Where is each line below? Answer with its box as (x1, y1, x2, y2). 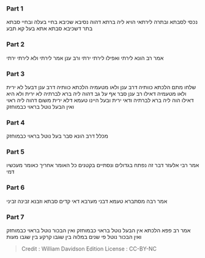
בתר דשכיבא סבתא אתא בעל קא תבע (6, 25, 93, 32)
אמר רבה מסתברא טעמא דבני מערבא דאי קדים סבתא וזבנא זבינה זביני (6, 197, 168, 205)
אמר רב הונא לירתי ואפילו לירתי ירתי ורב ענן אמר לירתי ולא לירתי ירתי (6, 54, 164, 61)
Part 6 (6, 183, 25, 192)
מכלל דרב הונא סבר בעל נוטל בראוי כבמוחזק (6, 132, 108, 139)
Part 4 (6, 118, 25, 127)
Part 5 (6, 147, 24, 156)
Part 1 (6, 4, 23, 13)
